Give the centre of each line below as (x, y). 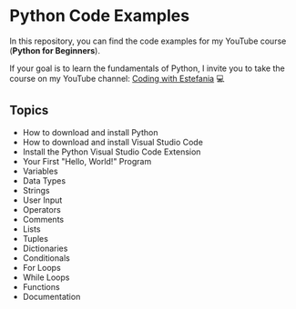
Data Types (44, 180)
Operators (41, 209)
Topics (29, 110)
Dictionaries (45, 248)
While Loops (46, 277)
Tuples (35, 238)
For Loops (41, 267)
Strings (36, 190)
